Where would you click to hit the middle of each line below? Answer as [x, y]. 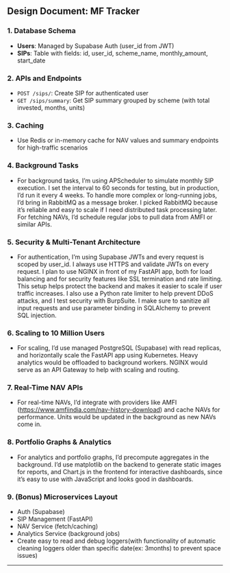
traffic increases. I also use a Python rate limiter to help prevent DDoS [115, 293]
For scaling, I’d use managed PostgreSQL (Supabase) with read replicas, [119, 348]
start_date [31, 60]
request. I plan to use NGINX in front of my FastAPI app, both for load [114, 271]
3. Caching [26, 125]
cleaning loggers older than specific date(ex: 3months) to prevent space [119, 548]
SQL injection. [37, 315]
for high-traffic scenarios [52, 148]
